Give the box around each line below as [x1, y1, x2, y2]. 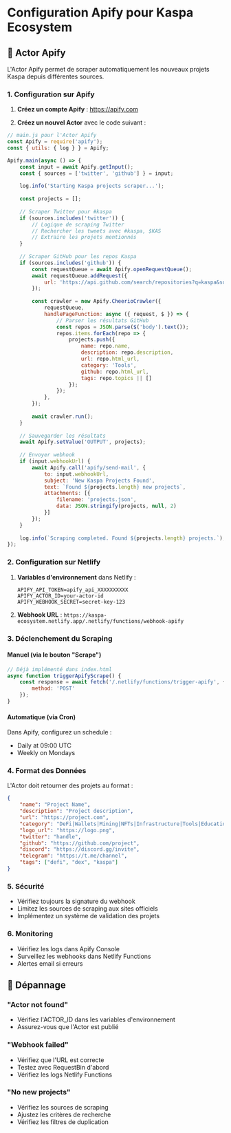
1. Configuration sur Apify [7, 89, 95, 99]
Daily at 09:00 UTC [16, 741, 72, 750]
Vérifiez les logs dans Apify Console [16, 944, 120, 953]
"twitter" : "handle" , [19, 833, 81, 840]
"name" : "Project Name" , [19, 801, 91, 808]
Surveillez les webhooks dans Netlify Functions [16, 952, 151, 960]
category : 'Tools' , [80, 361, 137, 369]
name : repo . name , [80, 343, 131, 350]
